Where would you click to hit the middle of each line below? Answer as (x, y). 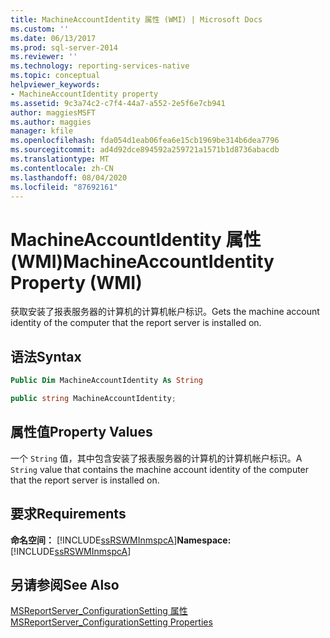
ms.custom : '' (40, 29)
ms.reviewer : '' (44, 57)
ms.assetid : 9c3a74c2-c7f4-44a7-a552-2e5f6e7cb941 (118, 103)
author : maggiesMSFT (53, 112)
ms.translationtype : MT (60, 159)
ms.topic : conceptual (55, 76)
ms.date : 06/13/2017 (53, 38)
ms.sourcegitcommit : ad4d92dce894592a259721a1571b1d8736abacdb (145, 150)
